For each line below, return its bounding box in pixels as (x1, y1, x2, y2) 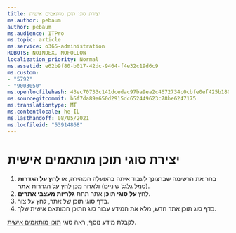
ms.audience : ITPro (7, 29, 65, 37)
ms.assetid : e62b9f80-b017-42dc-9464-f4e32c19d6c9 (7, 62, 159, 69)
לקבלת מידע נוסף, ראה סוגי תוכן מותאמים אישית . (7, 218, 137, 227)
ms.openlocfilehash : (7, 88, 68, 95)
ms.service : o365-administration (7, 43, 105, 50)
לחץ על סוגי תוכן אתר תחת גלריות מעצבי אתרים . (17, 189, 151, 198)
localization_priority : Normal (7, 56, 99, 63)
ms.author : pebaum (7, 17, 61, 24)
